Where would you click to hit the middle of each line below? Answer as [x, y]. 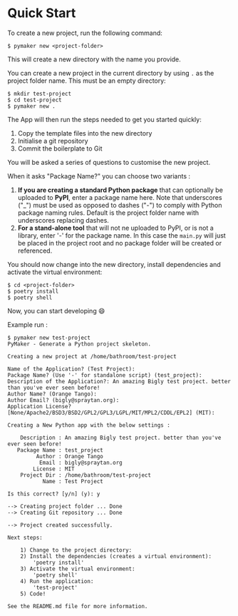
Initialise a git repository [53, 141]
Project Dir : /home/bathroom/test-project [86, 475]
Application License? [40, 406]
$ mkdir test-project [40, 94]
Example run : [28, 324]
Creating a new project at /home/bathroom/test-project [92, 356]
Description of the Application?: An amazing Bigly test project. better [119, 381]
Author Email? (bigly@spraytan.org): [63, 400]
